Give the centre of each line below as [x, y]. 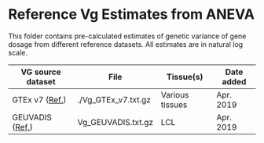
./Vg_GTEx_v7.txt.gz [114, 99]
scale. [18, 52]
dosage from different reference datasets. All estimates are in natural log [126, 44]
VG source [41, 72]
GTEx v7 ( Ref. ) [39, 99]
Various [175, 95]
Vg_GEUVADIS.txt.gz [115, 122]
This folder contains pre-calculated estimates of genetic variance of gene [127, 36]
